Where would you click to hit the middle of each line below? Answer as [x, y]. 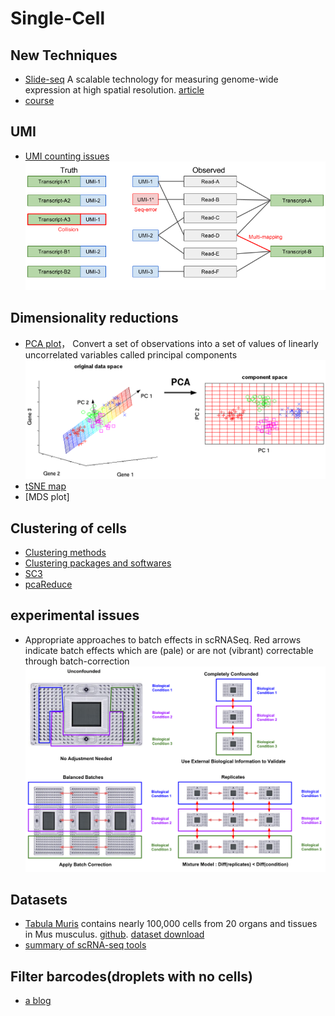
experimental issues [75, 615]
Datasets [39, 900]
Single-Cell [57, 18]
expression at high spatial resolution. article [114, 90]
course [39, 100]
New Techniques [64, 55]
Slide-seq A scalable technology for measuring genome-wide [151, 79]
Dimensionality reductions [94, 318]
